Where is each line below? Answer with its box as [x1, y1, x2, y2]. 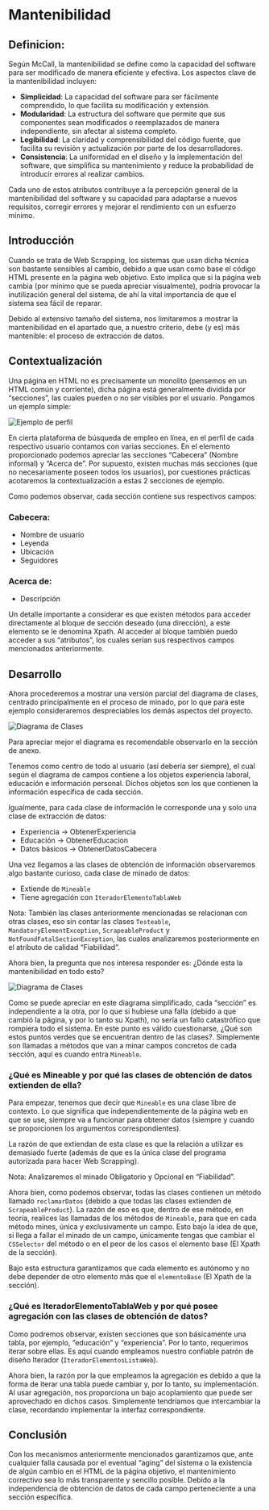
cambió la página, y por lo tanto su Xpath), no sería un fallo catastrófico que [8, 1015, 261, 1025]
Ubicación [19, 546, 55, 556]
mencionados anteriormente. [8, 644, 105, 654]
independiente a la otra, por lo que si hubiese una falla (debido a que [8, 1006, 237, 1016]
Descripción [19, 594, 60, 604]
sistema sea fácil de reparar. [8, 298, 102, 307]
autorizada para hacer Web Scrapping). [8, 1157, 139, 1166]
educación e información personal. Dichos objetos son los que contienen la [8, 779, 259, 788]
